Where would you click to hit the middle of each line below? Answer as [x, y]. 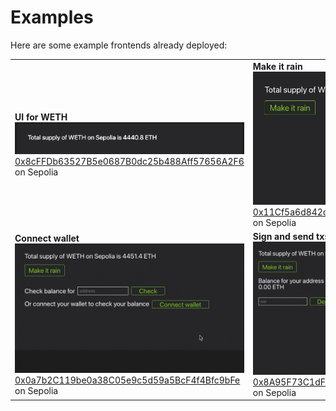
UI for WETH [41, 117]
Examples [52, 17]
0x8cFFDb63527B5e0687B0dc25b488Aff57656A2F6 [129, 161]
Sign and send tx [288, 236]
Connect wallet [47, 238]
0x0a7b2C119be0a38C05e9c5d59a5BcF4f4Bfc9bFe [127, 380]
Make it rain [277, 66]
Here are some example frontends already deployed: [119, 45]
